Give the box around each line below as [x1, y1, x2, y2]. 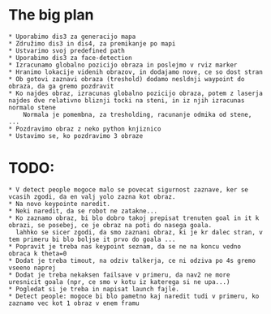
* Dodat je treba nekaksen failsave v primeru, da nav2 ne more [8, 270, 230, 279]
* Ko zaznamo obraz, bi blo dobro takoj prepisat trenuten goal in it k [8, 213, 260, 222]
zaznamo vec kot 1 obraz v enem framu [8, 299, 140, 308]
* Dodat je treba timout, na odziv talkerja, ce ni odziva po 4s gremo [8, 256, 256, 265]
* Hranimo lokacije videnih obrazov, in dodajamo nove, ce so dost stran [8, 67, 264, 76]
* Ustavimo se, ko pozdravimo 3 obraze [8, 131, 144, 140]
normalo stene [8, 103, 57, 111]
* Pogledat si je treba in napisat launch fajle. [8, 285, 180, 293]
